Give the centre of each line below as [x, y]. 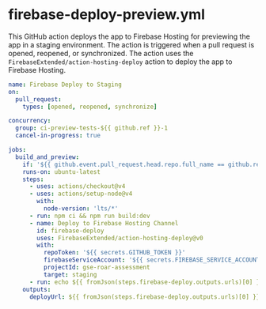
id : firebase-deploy [70, 231]
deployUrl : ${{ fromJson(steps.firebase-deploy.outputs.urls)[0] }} [144, 297]
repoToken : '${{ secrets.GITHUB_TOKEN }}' [114, 253]
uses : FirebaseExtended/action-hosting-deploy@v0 [120, 238]
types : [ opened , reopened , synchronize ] [90, 107]
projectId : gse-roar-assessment [97, 268]
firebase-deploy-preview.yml [107, 15]
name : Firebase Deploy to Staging [65, 85]
